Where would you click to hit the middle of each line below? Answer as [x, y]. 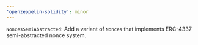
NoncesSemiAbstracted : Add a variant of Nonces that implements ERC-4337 [99, 29]
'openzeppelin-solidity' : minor [47, 12]
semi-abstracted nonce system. [46, 35]
